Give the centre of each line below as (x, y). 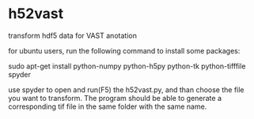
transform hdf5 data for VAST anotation (72, 35)
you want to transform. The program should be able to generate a (115, 98)
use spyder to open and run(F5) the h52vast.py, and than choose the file (126, 89)
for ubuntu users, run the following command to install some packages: (124, 50)
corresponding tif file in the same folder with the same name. (108, 106)
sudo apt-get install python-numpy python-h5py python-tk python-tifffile (127, 66)
